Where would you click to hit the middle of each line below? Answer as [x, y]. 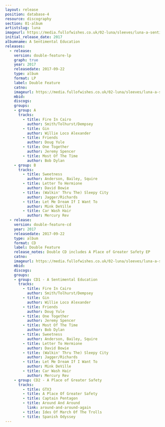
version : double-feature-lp [42, 55]
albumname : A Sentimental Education [42, 42]
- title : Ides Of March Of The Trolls [62, 412]
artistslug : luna [23, 28]
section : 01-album [24, 23]
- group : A [25, 110]
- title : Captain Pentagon [50, 398]
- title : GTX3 [37, 389]
